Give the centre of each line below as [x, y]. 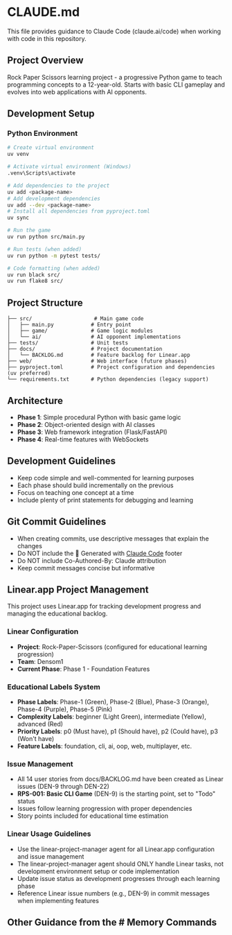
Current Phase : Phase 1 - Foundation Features [83, 669]
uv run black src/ [34, 274]
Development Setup [51, 114]
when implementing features [58, 900]
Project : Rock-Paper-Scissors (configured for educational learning [112, 647]
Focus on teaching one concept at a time [75, 492]
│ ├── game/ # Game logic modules [80, 331]
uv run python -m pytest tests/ [54, 256]
